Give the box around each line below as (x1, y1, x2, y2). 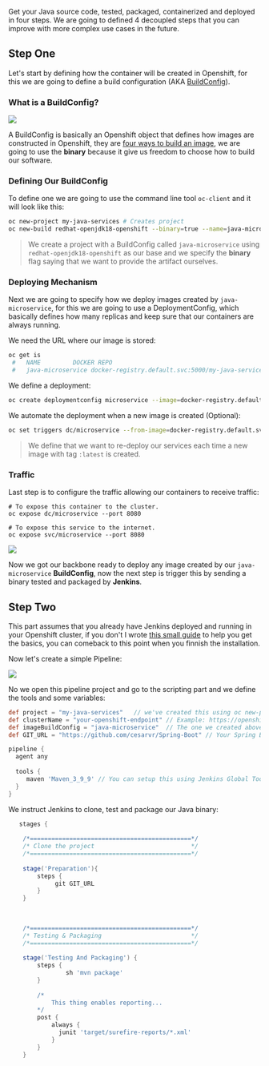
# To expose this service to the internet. (8, 524, 156, 532)
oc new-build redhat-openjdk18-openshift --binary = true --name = (8, 225, 227, 233)
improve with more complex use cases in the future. (8, 24, 180, 33)
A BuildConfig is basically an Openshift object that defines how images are (8, 130, 255, 139)
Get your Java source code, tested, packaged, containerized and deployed (8, 7, 255, 16)
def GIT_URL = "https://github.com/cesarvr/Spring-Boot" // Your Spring (8, 730, 256, 739)
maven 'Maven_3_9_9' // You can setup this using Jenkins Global (26, 774, 249, 783)
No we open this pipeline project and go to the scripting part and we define (8, 684, 256, 694)
